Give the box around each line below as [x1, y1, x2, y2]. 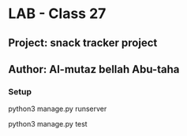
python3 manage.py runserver [8, 104, 107, 114]
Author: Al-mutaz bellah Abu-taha [8, 62, 180, 75]
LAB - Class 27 [8, 5, 107, 23]
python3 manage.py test [8, 119, 88, 129]
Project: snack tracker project [8, 36, 158, 50]
